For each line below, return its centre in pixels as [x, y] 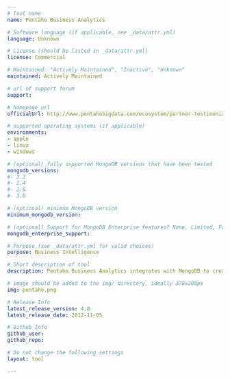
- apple [18, 139]
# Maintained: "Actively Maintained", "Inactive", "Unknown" [96, 70]
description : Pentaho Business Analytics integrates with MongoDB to [108, 271]
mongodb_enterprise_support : [49, 233]
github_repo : [26, 341]
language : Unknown [33, 38]
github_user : [26, 334]
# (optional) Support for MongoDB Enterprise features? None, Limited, [111, 227]
